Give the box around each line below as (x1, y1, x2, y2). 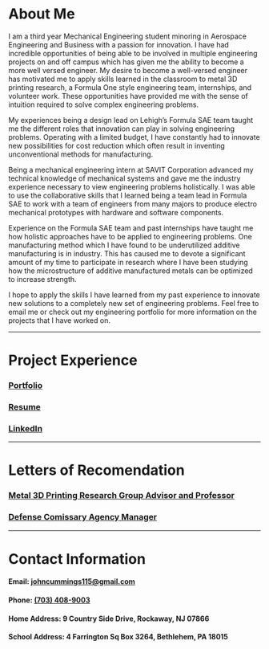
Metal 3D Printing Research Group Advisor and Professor (8, 490, 235, 501)
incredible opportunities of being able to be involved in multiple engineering (8, 48, 258, 58)
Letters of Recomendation (8, 461, 186, 480)
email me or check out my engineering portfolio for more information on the (8, 307, 258, 316)
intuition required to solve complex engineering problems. (8, 100, 199, 109)
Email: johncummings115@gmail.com (8, 577, 136, 586)
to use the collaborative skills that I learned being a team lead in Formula (8, 190, 247, 200)
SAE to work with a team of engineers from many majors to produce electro (8, 198, 258, 209)
